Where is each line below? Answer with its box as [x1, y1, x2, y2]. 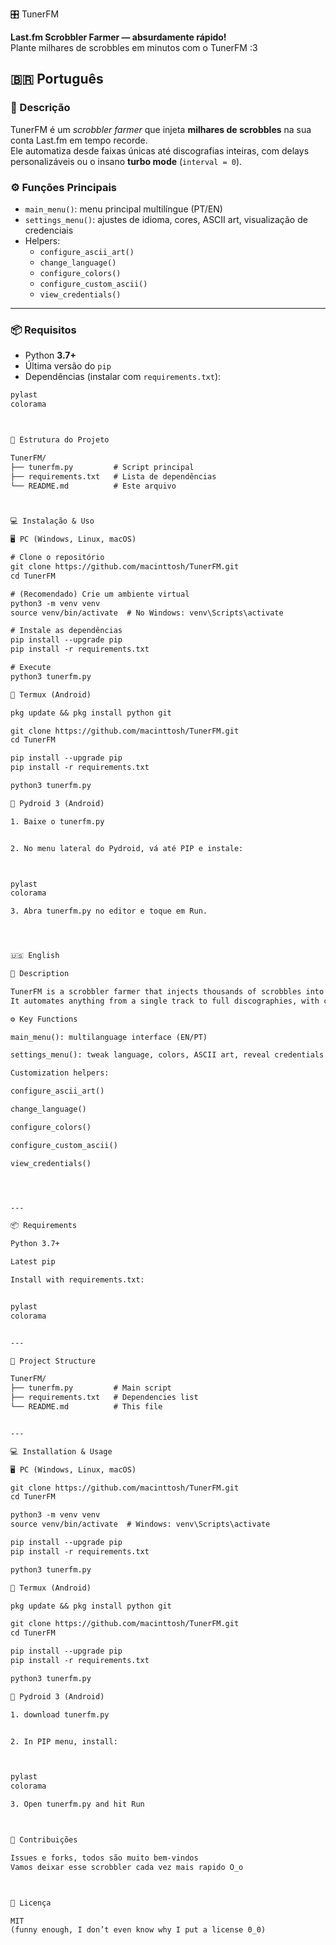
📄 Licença [10, 1898, 52, 1908]
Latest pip [10, 1257, 56, 1267]
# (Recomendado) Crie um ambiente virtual [10, 589, 190, 599]
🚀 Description [10, 969, 70, 979]
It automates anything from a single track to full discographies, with [10, 996, 320, 1006]
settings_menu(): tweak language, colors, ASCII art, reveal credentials [10, 1050, 325, 1060]
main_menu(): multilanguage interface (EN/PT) [10, 1032, 208, 1042]
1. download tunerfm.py [10, 1709, 110, 1720]
